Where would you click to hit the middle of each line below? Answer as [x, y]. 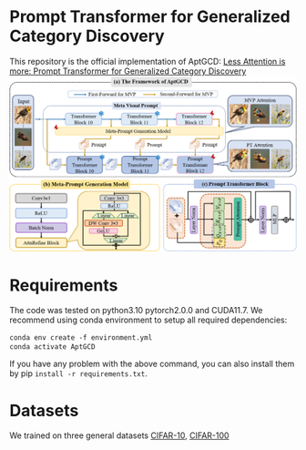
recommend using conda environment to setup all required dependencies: [148, 320]
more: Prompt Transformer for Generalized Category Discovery [128, 71]
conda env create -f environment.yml [81, 338]
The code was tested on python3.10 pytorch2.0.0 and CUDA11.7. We [136, 311]
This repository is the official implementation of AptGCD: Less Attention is [148, 61]
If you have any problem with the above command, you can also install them [152, 364]
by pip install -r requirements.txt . [78, 373]
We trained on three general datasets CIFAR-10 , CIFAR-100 [119, 435]
